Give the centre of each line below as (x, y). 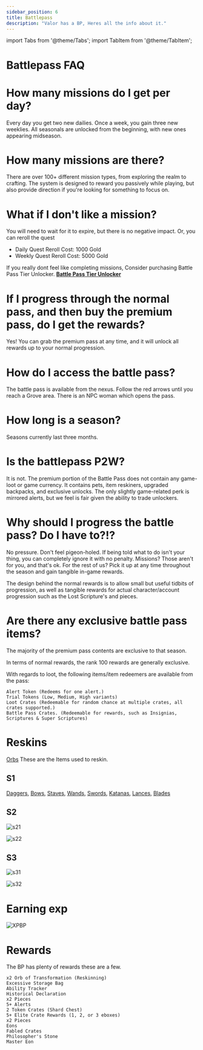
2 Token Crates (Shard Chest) (45, 1010)
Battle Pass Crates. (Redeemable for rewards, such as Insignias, (92, 713)
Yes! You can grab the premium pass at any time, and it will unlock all (92, 342)
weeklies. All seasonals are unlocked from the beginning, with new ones (96, 129)
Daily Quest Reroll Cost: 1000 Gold (58, 249)
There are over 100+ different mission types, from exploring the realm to (96, 177)
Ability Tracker (27, 989)
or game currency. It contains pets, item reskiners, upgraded (93, 485)
